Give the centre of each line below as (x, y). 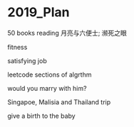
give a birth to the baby (42, 116)
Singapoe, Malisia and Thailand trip (59, 102)
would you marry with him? (47, 88)
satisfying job (27, 60)
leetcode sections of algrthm (50, 74)
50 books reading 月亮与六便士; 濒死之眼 (67, 33)
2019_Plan (38, 12)
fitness (17, 47)
